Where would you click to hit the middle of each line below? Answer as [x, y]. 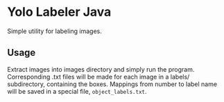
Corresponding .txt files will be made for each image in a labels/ [98, 76]
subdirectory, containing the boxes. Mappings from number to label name [112, 84]
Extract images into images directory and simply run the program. [101, 69]
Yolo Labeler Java [59, 12]
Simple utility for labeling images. [55, 31]
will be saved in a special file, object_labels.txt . [77, 91]
